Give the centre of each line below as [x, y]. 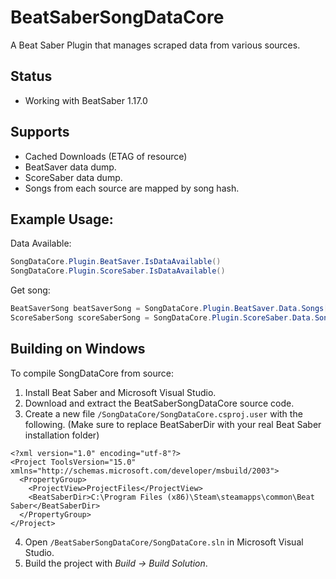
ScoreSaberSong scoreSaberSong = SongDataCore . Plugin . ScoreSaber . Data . [162, 318]
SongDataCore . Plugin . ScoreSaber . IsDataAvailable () [118, 271]
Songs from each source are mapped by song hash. [132, 188]
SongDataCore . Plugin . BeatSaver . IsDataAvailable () [116, 262]
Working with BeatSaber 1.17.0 [86, 100]
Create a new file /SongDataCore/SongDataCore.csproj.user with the [163, 413]
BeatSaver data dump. [70, 167]
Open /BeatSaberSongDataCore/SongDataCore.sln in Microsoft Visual [164, 542]
